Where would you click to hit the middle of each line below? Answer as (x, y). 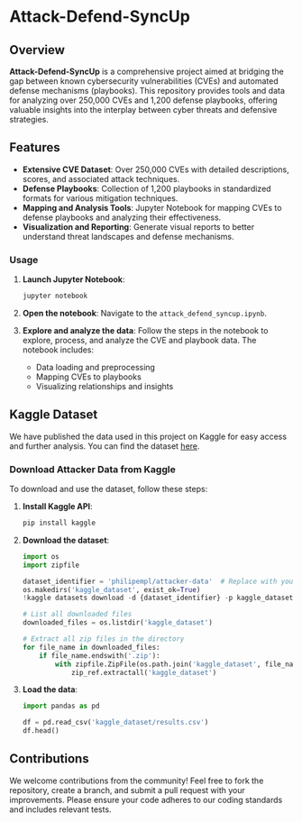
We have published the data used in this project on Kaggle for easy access (148, 436)
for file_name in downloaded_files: (91, 647)
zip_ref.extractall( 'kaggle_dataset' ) (144, 672)
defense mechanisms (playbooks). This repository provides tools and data (147, 91)
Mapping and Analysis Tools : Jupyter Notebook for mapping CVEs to (152, 207)
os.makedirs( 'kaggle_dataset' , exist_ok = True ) (111, 589)
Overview (37, 50)
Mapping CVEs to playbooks (88, 377)
